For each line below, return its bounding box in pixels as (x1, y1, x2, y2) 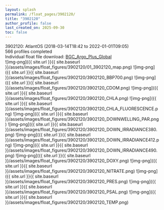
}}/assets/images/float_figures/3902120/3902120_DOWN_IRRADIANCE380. (5, 127, 158, 132)
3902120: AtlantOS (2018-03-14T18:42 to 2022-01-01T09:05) (5, 44, 129, 49)
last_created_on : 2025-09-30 (5, 25, 65, 30)
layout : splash (5, 7, 36, 12)
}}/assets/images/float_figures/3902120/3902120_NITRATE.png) (5, 168, 135, 174)
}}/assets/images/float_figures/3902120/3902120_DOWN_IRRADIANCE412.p (5, 137, 159, 142)
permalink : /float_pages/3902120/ (5, 12, 76, 17)
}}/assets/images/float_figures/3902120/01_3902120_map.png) (5, 64, 132, 70)
